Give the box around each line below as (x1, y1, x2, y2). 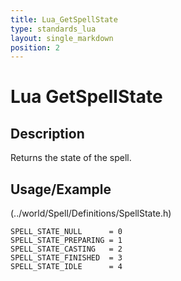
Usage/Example (10, 181, 112, 198)
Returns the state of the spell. (10, 152, 132, 164)
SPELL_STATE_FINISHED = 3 (10, 253, 123, 263)
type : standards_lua (10, 24, 97, 34)
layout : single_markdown (10, 33, 114, 43)
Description (10, 125, 85, 142)
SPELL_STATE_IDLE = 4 (10, 262, 123, 272)
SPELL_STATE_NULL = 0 (10, 227, 123, 237)
